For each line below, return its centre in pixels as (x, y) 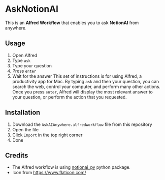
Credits (17, 155)
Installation (23, 112)
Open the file (25, 129)
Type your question (32, 65)
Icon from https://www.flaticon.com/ (49, 173)
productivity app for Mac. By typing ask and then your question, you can (85, 81)
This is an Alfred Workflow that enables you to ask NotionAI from (72, 23)
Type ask (21, 60)
